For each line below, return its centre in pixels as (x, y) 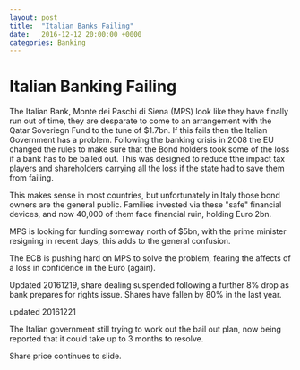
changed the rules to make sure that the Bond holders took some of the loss (150, 149)
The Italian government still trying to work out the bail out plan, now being (146, 329)
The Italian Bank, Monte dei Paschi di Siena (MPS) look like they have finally (149, 112)
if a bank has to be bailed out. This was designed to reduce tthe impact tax (147, 159)
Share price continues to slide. (66, 356)
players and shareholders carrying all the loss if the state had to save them (147, 168)
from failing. (31, 178)
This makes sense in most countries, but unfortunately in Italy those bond (145, 195)
